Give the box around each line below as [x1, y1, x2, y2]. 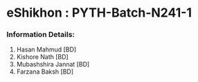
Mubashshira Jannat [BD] [16, 60, 90, 69]
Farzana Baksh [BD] [16, 67, 74, 76]
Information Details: [6, 30, 75, 40]
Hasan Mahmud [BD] [16, 45, 77, 54]
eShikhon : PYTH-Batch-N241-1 [6, 5, 192, 21]
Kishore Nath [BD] [16, 53, 69, 61]
